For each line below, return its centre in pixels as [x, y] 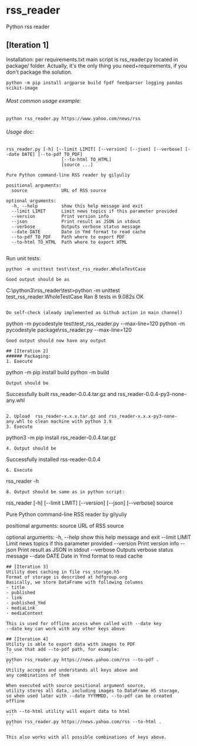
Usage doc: [20, 132]
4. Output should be [31, 449]
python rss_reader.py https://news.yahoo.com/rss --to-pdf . [83, 660]
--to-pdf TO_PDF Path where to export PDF [68, 237]
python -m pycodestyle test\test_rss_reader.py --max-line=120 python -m [96, 324]
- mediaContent [25, 614]
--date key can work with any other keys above [66, 629]
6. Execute [19, 470]
